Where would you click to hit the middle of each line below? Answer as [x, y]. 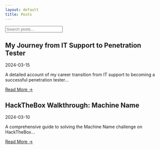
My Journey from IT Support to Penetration [73, 45]
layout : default [22, 10]
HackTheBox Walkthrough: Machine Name [72, 105]
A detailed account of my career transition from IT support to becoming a [80, 74]
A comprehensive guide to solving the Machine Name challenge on [74, 127]
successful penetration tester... [37, 80]
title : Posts [19, 14]
